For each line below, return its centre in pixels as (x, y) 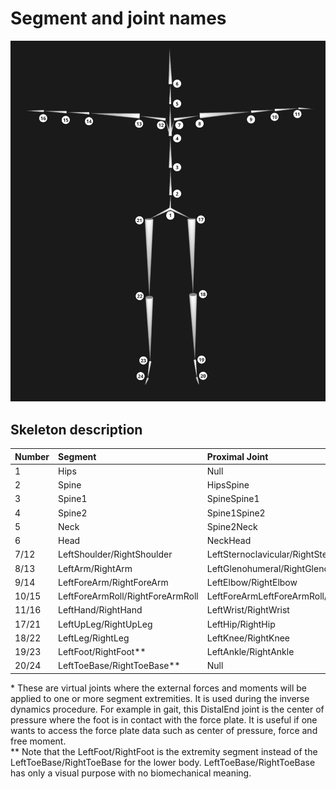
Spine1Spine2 (236, 513)
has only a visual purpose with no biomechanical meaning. (131, 773)
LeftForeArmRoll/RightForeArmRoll (128, 596)
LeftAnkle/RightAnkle (250, 652)
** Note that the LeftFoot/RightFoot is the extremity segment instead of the (164, 751)
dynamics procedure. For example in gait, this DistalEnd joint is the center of (167, 709)
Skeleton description (76, 429)
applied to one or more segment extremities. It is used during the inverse (160, 698)
